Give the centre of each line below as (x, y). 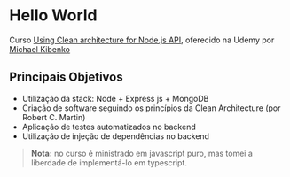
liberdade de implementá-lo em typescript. (109, 162)
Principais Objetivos (66, 77)
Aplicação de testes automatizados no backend (109, 127)
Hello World (53, 15)
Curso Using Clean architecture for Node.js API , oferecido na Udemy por (142, 40)
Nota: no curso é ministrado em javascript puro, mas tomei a (141, 153)
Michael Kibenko (40, 49)
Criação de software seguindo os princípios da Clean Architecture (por (151, 108)
